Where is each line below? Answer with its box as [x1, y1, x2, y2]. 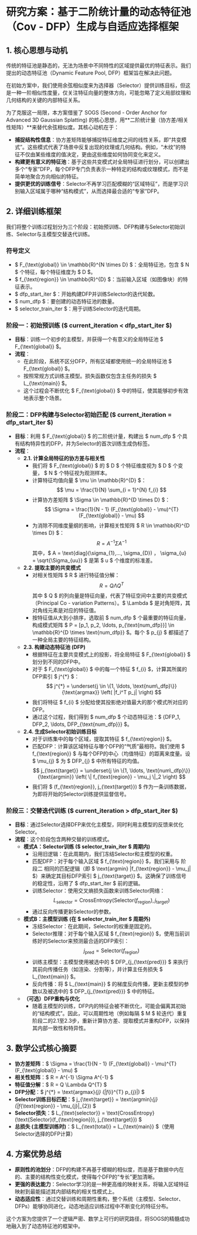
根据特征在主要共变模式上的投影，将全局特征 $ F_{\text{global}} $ [32, 651, 191, 658]
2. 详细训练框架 [6, 206, 62, 216]
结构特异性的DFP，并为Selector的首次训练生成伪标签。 [19, 440, 153, 447]
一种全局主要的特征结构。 [32, 636, 94, 644]
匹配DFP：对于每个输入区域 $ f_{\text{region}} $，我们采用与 [32, 858, 180, 865]
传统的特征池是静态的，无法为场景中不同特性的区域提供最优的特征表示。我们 [6, 62, 191, 69]
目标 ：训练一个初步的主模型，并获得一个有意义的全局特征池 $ [14, 336, 164, 343]
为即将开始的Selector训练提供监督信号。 [32, 791, 130, 798]
